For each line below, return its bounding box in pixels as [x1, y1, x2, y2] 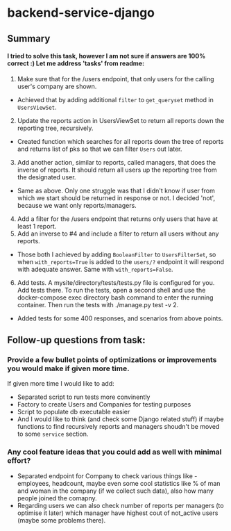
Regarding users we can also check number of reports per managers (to [17, 501, 224, 509]
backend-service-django [7, 5, 155, 21]
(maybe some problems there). [17, 516, 106, 524]
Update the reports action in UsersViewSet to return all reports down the [17, 116, 225, 124]
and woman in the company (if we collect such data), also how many [17, 487, 214, 495]
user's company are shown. [17, 82, 97, 90]
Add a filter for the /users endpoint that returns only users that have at [17, 214, 219, 223]
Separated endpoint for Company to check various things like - [17, 471, 198, 480]
